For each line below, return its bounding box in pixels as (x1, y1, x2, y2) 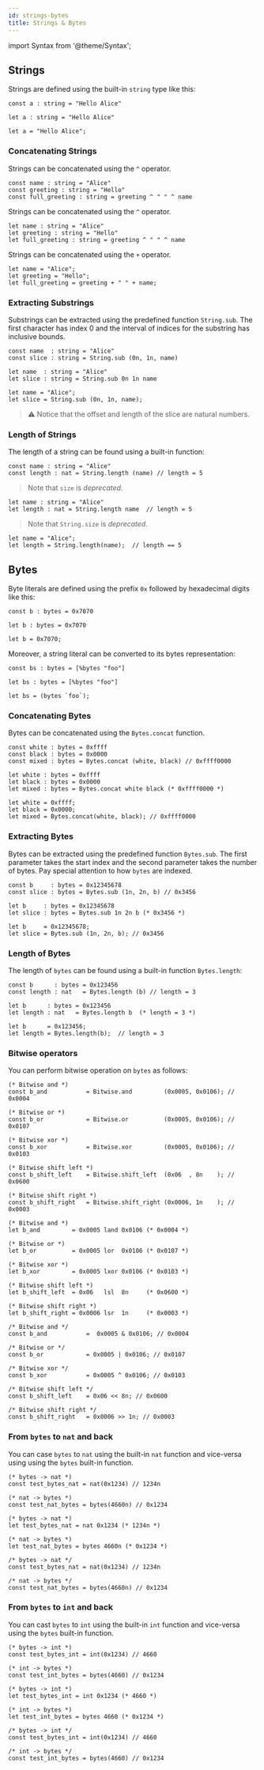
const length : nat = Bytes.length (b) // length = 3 (8, 987, 196, 996)
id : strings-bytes (8, 11, 69, 20)
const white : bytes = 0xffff (8, 744, 108, 752)
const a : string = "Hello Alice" (8, 100, 123, 108)
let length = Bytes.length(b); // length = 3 (8, 1029, 164, 1037)
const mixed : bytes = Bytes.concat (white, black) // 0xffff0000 (8, 757, 232, 765)
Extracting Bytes (8, 831, 74, 842)
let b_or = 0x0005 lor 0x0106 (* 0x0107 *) (8, 1247, 190, 1255)
